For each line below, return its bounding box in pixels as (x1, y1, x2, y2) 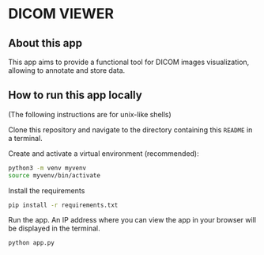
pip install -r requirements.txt (8, 201, 119, 209)
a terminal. (8, 133, 43, 143)
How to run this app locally (8, 89, 142, 102)
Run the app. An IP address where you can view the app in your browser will (8, 215, 257, 225)
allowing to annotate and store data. (8, 66, 126, 75)
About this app (8, 36, 83, 50)
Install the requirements (8, 185, 85, 195)
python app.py (8, 239, 55, 247)
